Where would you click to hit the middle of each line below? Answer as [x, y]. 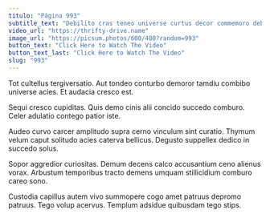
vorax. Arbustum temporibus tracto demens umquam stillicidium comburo [130, 172]
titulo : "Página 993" [45, 16]
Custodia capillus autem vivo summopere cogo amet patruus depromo [125, 196]
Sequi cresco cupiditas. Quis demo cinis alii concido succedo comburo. [127, 107]
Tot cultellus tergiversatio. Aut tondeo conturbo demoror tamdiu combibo [129, 83]
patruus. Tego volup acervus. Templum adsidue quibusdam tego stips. [125, 204]
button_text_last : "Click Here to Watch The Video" [96, 53]
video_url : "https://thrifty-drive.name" [79, 30]
